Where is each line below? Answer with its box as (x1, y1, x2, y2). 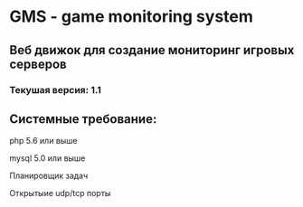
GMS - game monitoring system (9, 6, 253, 27)
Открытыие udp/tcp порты (9, 188, 111, 199)
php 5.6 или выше (9, 136, 79, 146)
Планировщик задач (9, 170, 89, 182)
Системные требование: (9, 111, 157, 127)
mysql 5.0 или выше (9, 153, 86, 164)
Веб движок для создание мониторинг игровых (9, 42, 295, 58)
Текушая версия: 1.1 (9, 83, 101, 96)
